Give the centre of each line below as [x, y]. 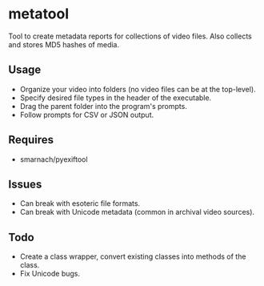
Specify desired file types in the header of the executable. [116, 98]
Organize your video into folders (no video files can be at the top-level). [138, 89]
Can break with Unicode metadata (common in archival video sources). [137, 212]
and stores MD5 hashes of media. [64, 44]
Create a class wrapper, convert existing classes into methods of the [133, 256]
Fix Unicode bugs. [50, 274]
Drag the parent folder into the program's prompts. [104, 106]
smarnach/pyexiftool [54, 159]
